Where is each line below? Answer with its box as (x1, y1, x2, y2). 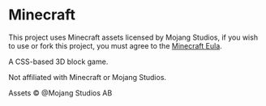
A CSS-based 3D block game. (8, 57, 109, 66)
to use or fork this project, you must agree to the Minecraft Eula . (8, 40, 223, 50)
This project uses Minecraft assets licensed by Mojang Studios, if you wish (8, 32, 258, 42)
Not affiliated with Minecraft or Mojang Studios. (8, 72, 167, 82)
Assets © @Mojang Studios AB (8, 87, 113, 98)
